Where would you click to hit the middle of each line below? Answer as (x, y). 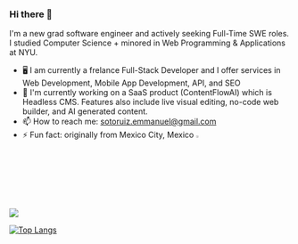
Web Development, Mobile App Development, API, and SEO (131, 83)
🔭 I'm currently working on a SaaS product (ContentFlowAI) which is (147, 93)
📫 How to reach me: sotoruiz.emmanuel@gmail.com (119, 122)
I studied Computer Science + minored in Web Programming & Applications (147, 43)
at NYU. (24, 53)
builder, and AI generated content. (85, 111)
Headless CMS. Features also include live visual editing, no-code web (150, 102)
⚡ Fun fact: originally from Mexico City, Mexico (108, 135)
